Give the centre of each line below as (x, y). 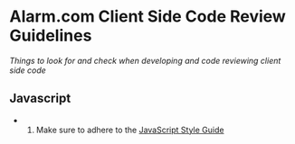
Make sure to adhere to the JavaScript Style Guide (130, 130)
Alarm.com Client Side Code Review (148, 17)
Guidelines (51, 36)
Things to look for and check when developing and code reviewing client (145, 60)
